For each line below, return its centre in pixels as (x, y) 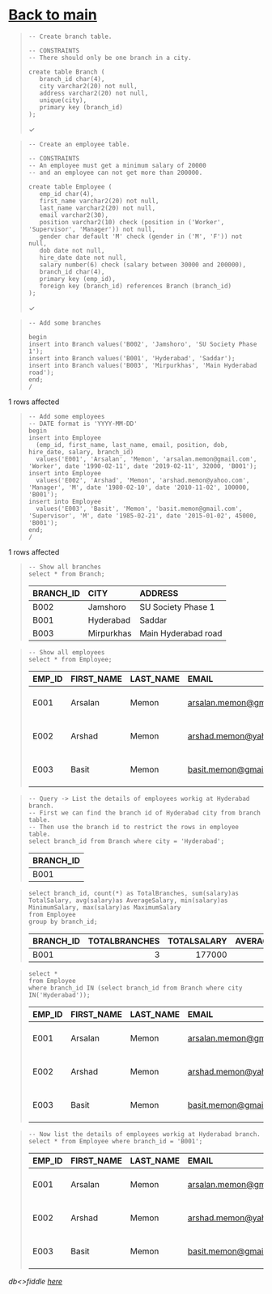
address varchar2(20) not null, (94, 93)
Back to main (53, 15)
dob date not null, (72, 250)
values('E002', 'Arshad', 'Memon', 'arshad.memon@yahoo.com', (143, 480)
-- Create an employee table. (79, 144)
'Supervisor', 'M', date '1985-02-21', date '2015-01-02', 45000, (142, 516)
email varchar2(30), (74, 215)
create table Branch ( (66, 72)
